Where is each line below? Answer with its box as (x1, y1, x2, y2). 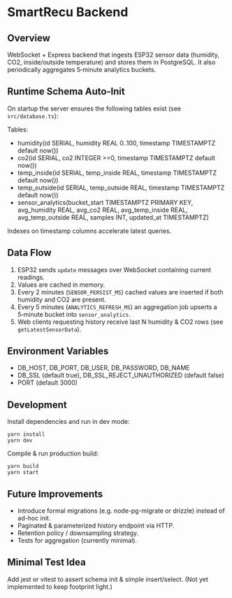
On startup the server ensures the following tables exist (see (7, 104, 182, 113)
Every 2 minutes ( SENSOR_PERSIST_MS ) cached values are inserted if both (17, 287, 224, 296)
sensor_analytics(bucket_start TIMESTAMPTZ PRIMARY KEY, (17, 198, 194, 206)
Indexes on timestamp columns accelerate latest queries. (7, 227, 172, 235)
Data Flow (7, 247, 52, 259)
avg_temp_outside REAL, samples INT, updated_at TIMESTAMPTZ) (17, 213, 210, 221)
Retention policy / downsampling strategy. (17, 529, 139, 537)
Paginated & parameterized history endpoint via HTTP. (17, 522, 175, 530)
